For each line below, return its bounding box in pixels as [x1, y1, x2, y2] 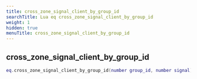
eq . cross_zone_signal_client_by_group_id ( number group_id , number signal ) [6, 67, 193, 73]
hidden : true [6, 25, 38, 31]
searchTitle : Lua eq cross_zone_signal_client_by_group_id [6, 14, 154, 20]
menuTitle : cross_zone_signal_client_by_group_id [6, 30, 130, 36]
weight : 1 [6, 19, 30, 25]
